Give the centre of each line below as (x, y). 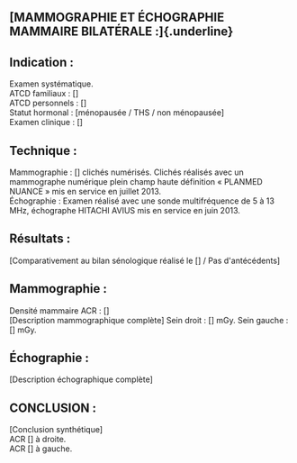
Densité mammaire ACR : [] (59, 310)
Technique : (43, 150)
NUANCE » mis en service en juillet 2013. (85, 192)
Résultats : (40, 239)
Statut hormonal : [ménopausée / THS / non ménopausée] (117, 113)
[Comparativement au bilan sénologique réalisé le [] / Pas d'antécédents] (145, 260)
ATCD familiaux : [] (44, 94)
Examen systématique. (51, 84)
